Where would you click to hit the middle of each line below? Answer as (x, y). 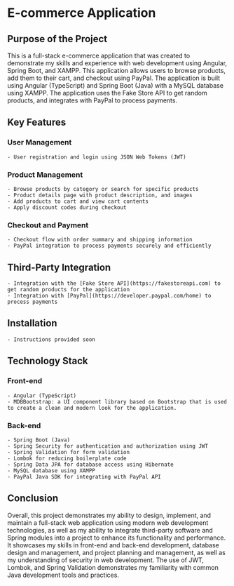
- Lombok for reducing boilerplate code (67, 458)
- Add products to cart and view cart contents (78, 201)
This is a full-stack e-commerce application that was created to (99, 55)
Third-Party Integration (59, 267)
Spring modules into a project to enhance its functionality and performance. (117, 538)
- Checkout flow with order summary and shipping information (100, 240)
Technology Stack (48, 361)
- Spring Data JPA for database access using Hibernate (90, 465)
